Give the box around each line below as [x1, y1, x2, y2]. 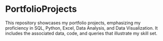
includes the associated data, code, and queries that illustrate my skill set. [5, 30, 157, 36]
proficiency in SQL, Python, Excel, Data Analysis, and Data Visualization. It [5, 25, 158, 31]
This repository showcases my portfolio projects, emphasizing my [5, 20, 141, 26]
